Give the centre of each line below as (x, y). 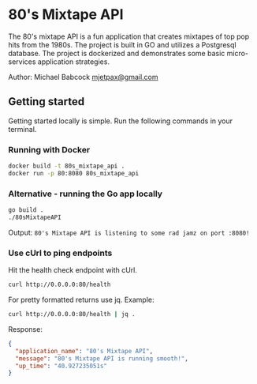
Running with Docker (49, 149)
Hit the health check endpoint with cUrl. (73, 270)
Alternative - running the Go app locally (86, 194)
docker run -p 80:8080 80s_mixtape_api (74, 173)
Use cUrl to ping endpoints (60, 253)
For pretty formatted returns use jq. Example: (81, 300)
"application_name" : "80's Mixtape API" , (84, 351)
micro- (238, 53)
